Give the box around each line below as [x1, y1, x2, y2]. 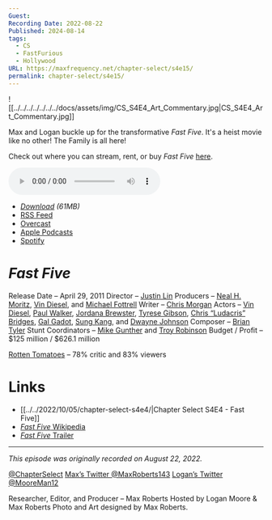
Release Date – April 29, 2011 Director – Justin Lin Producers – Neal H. [8, 290, 241, 300]
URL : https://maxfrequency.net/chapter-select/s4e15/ [8, 65, 194, 73]
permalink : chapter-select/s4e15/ [8, 72, 125, 80]
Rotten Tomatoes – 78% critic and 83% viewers [8, 349, 167, 359]
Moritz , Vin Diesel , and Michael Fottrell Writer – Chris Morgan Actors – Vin [8, 299, 255, 309]
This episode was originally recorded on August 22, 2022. [8, 454, 202, 463]
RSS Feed [19, 209, 53, 219]
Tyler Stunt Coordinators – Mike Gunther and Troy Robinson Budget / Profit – [8, 325, 263, 335]
